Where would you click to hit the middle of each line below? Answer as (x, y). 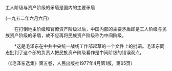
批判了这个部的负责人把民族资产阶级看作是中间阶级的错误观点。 (77, 52)
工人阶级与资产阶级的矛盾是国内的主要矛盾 (50, 7)
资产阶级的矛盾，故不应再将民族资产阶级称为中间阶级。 (68, 35)
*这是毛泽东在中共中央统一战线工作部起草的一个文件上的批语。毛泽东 (87, 46)
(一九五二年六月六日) (27, 18)
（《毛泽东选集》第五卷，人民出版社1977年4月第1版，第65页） (70, 63)
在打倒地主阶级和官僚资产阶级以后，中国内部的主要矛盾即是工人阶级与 (88, 29)
